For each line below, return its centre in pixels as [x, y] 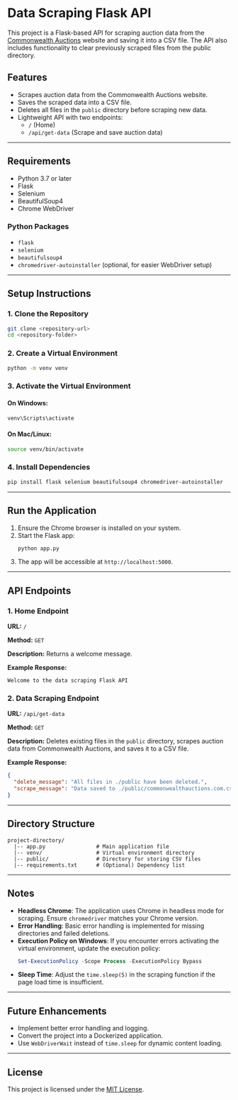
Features [27, 78]
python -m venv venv [38, 368]
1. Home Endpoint [38, 611]
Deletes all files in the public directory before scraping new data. [112, 110]
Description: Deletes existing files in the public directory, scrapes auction [115, 741]
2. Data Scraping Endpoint [53, 698]
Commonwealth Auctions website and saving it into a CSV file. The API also [118, 40]
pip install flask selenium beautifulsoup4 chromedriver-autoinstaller [115, 482]
